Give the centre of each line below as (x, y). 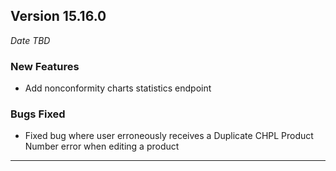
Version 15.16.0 (58, 16)
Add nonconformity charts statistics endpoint (118, 88)
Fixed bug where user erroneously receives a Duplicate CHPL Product (169, 136)
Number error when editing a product (102, 146)
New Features (45, 66)
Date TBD (30, 40)
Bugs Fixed (38, 114)
